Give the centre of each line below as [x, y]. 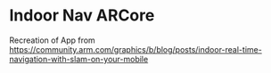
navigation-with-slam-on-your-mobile [79, 59]
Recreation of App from [52, 40]
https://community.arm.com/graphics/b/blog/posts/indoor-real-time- [136, 49]
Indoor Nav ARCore [82, 16]
